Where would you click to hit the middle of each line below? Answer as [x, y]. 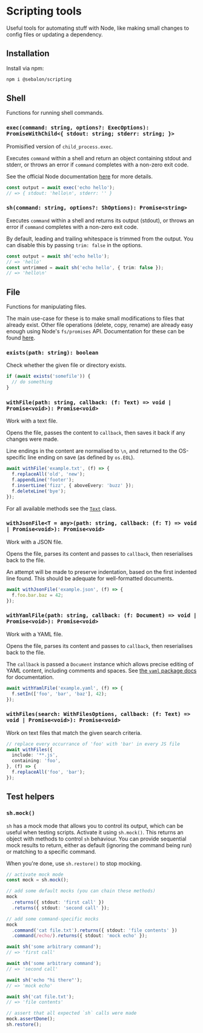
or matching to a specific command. [51, 851]
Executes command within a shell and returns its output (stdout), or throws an [100, 220]
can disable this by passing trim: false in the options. [74, 245]
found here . [21, 338]
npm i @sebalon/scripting [39, 79]
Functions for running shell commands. [55, 113]
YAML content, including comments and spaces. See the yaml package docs [101, 670]
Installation [28, 54]
